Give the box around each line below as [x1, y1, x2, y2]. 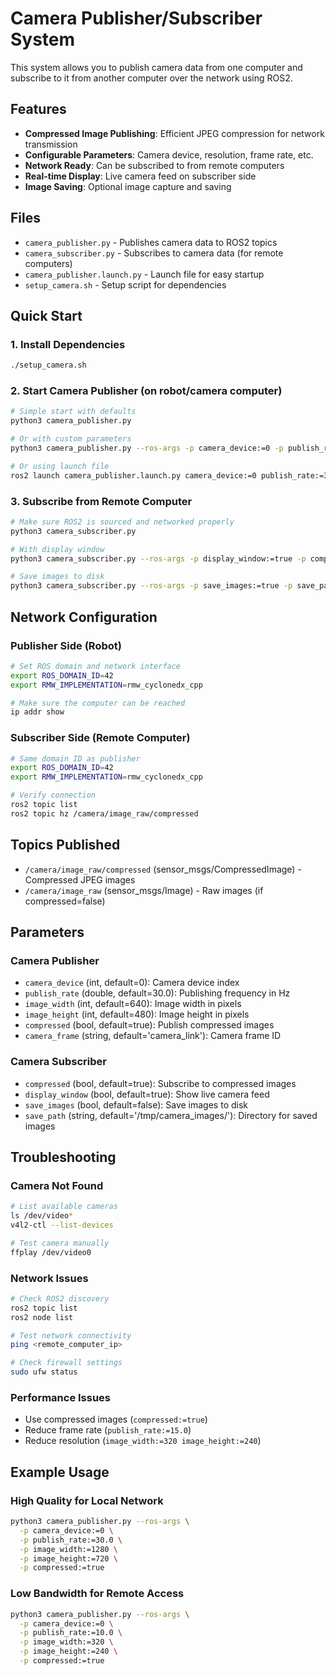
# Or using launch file [10, 461, 110, 471]
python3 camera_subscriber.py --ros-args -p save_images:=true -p [10, 581, 293, 591]
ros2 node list [10, 1312, 74, 1322]
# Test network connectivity [10, 1330, 132, 1341]
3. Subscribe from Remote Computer [10, 494, 193, 508]
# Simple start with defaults [10, 407, 137, 417]
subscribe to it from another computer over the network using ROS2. [10, 72, 293, 84]
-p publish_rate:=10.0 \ [19, 1628, 123, 1638]
